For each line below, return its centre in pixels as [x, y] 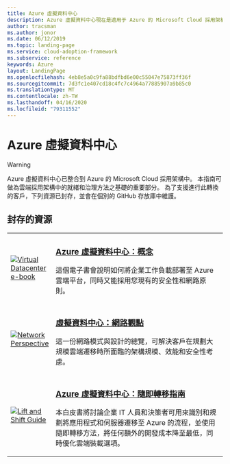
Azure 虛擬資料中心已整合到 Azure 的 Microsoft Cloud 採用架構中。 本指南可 [114, 178]
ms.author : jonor [32, 33]
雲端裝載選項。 [100, 443]
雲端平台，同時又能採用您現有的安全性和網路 [128, 280]
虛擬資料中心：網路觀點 [100, 323]
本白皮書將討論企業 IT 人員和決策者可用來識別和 [133, 413]
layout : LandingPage [37, 71]
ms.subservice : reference [44, 58]
